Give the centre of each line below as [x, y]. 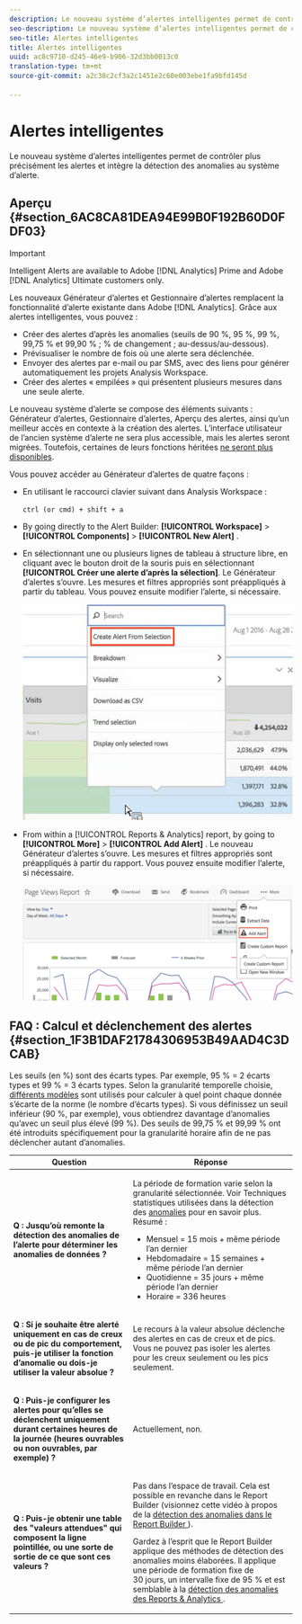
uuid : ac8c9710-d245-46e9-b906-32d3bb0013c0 [94, 57]
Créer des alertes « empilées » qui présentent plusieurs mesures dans [152, 381]
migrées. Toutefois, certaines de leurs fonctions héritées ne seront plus [142, 447]
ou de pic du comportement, [67, 1343]
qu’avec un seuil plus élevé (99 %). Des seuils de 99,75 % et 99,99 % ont [145, 1123]
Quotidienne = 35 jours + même [205, 1277]
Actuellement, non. [167, 1429]
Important [27, 253]
